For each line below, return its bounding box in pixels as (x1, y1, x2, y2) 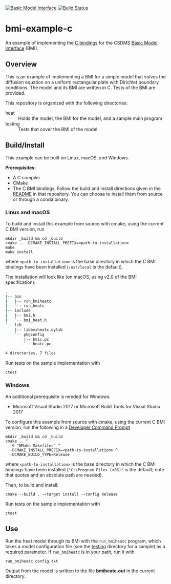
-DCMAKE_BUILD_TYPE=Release (10, 452, 70, 457)
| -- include (5, 308, 31, 314)
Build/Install (5, 141, 45, 150)
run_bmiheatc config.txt (5, 559, 58, 564)
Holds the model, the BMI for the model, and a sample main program (18, 115, 163, 121)
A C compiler (12, 174, 40, 180)
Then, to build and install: (5, 482, 59, 488)
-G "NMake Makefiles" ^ (10, 443, 60, 448)
